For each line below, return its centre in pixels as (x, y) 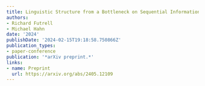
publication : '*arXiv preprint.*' (50, 57)
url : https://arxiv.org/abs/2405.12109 (63, 74)
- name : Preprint (28, 68)
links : (15, 62)
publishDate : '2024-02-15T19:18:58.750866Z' (64, 40)
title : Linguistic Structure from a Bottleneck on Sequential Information (103, 12)
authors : (17, 18)
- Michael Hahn (26, 29)
